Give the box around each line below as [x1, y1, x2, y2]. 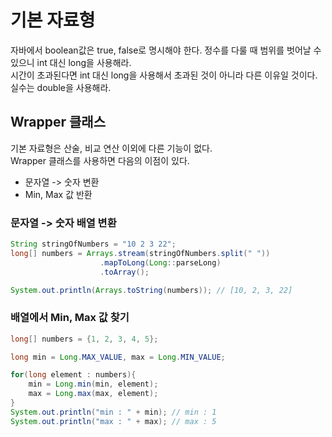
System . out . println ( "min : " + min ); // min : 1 [10, 407, 217, 417]
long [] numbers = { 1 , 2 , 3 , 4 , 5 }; [10, 334, 159, 344]
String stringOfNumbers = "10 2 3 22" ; [10, 239, 177, 250]
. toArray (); [99, 267, 150, 277]
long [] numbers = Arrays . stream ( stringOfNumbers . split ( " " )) [10, 248, 271, 258]
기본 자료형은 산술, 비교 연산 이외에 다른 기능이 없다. [10, 142, 213, 154]
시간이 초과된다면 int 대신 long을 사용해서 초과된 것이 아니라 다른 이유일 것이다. [10, 69, 318, 81]
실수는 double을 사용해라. [10, 81, 112, 93]
